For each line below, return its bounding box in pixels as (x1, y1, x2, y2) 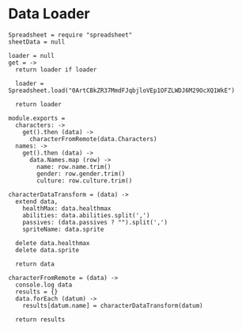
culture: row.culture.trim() (36, 176, 133, 185)
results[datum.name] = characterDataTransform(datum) (22, 301, 203, 309)
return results (15, 315, 66, 324)
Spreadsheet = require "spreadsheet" (8, 31, 133, 39)
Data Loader (8, 5, 91, 23)
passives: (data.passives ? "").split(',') (22, 218, 168, 226)
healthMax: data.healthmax (22, 204, 112, 213)
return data (15, 259, 55, 268)
